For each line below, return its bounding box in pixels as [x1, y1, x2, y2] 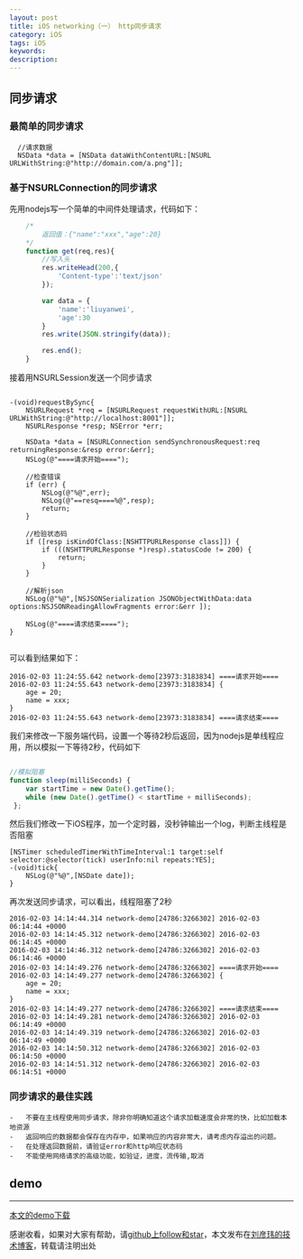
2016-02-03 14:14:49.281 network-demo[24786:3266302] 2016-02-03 [9, 1013, 260, 1022]
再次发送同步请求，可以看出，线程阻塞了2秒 [9, 896, 173, 907]
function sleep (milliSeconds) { [9, 775, 131, 785]
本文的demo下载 [9, 1209, 70, 1220]
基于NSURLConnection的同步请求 [9, 181, 158, 194]
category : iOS [9, 30, 63, 39]
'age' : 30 [57, 313, 91, 322]
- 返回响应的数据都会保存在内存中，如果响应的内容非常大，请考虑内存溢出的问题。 [9, 1132, 281, 1142]
